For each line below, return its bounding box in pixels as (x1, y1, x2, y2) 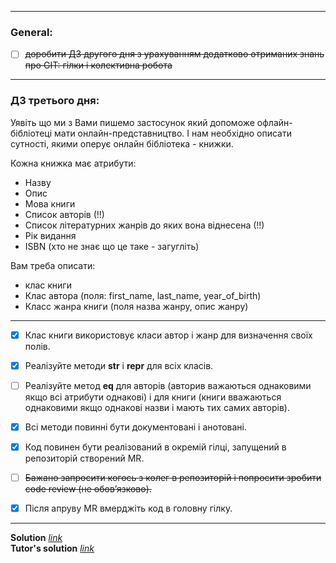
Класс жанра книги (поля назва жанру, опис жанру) (24, 300, 249, 312)
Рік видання (24, 229, 77, 241)
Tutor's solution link (10, 542, 95, 555)
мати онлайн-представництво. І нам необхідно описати (53, 127, 293, 139)
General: (10, 25, 53, 39)
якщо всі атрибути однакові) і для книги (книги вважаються (24, 391, 282, 403)
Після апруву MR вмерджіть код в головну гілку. (24, 502, 233, 515)
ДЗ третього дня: (10, 94, 100, 108)
